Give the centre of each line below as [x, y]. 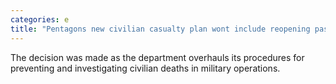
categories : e [40, 19]
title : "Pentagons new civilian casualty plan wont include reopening [160, 29]
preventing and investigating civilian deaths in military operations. [145, 68]
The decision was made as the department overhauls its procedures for [157, 57]
